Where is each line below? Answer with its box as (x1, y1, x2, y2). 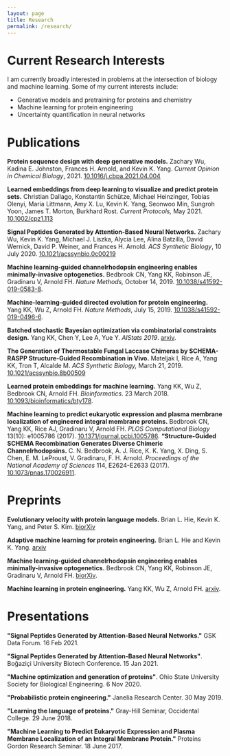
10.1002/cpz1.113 (7, 215, 54, 223)
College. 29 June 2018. (7, 714, 73, 722)
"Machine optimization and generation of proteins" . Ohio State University (7, 673, 220, 681)
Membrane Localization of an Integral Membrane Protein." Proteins (7, 735, 201, 743)
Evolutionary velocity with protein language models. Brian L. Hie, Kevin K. (7, 515, 220, 523)
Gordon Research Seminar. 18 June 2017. (7, 742, 123, 750)
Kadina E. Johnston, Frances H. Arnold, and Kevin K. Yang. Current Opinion (7, 164, 220, 173)
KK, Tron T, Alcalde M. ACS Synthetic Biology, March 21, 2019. (7, 362, 183, 370)
